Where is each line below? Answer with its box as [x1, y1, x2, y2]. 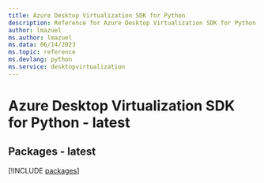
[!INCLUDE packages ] [8, 166, 80, 175]
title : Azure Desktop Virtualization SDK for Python [8, 11, 186, 20]
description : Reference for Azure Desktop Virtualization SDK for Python [8, 19, 257, 27]
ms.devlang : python [8, 56, 73, 64]
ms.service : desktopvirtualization [8, 63, 126, 71]
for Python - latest [8, 114, 130, 131]
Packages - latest [8, 145, 96, 159]
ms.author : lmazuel [8, 33, 73, 42]
